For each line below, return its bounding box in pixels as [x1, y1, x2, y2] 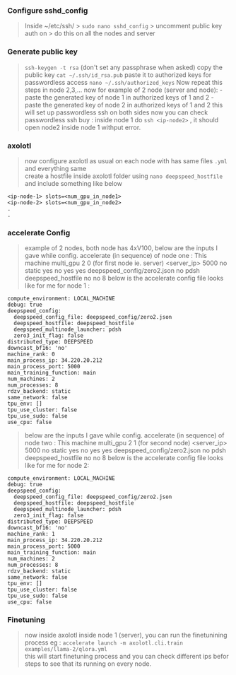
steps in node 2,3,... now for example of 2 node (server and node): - [24, 86, 223, 94]
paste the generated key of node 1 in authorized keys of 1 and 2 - [24, 93, 214, 101]
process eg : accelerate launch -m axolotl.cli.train [24, 638, 184, 647]
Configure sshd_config [7, 6, 88, 16]
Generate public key [7, 47, 78, 57]
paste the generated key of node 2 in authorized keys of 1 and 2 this [24, 100, 223, 109]
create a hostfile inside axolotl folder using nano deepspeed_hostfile [24, 172, 223, 180]
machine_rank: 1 [7, 531, 55, 538]
